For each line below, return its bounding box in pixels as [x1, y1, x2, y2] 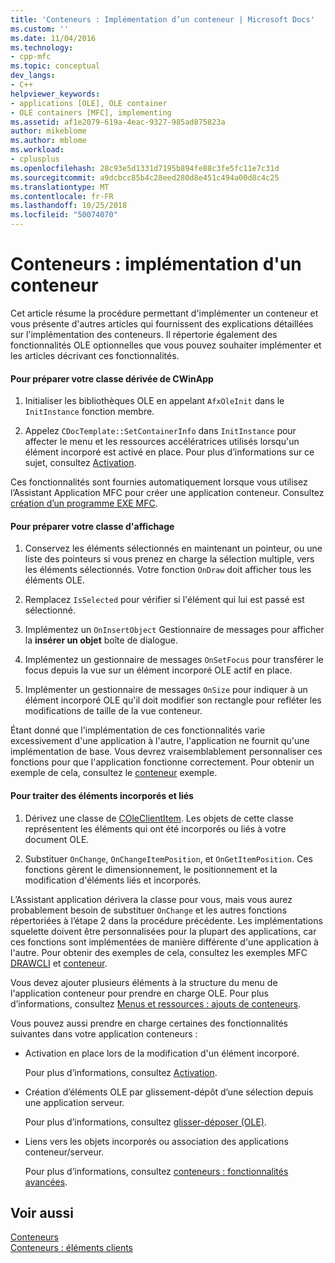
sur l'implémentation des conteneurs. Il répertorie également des [10, 328, 278, 340]
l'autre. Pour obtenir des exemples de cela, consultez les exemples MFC [10, 946, 308, 958]
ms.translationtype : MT [10, 182, 110, 192]
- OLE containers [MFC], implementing [10, 107, 172, 118]
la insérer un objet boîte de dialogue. [24, 634, 179, 646]
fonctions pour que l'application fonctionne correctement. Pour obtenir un [10, 756, 315, 768]
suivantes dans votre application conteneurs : [10, 1027, 198, 1040]
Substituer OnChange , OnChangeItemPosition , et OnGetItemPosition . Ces [24, 852, 313, 865]
